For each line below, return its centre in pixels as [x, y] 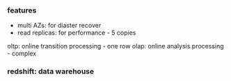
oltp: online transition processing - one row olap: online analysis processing [115, 46]
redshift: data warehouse [51, 71]
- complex [22, 53]
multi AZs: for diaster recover [59, 26]
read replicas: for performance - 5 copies [77, 33]
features [22, 10]
